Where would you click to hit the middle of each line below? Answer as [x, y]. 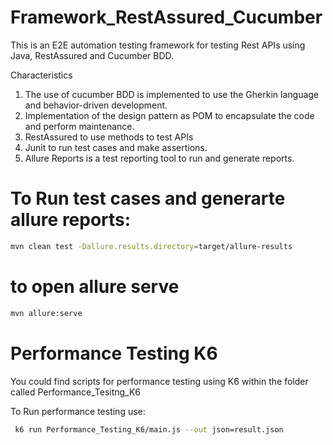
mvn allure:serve [46, 313]
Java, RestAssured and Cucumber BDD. [92, 55]
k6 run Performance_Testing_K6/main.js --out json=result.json [149, 429]
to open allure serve [95, 286]
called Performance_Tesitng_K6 [76, 392]
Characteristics [41, 75]
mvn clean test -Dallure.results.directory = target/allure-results [151, 246]
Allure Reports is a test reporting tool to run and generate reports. [159, 158]
